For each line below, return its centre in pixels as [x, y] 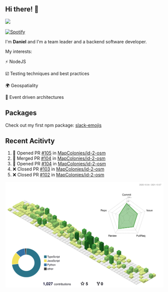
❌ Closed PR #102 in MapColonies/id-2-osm [58, 175]
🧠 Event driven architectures [35, 97]
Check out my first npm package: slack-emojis [54, 125]
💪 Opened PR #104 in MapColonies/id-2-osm [59, 164]
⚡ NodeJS [16, 62]
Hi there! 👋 [22, 9]
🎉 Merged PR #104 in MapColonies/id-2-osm [59, 158]
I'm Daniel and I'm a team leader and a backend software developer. [76, 41]
